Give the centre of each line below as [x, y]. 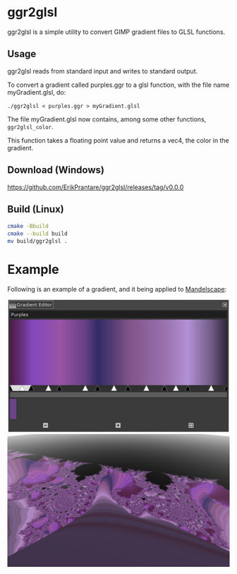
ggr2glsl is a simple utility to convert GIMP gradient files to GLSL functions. [116, 32]
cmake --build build [38, 234]
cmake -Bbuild [28, 227]
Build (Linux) [36, 209]
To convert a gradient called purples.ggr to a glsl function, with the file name [119, 85]
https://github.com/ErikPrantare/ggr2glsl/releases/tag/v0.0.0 [96, 187]
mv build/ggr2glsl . [38, 241]
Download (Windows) [56, 170]
